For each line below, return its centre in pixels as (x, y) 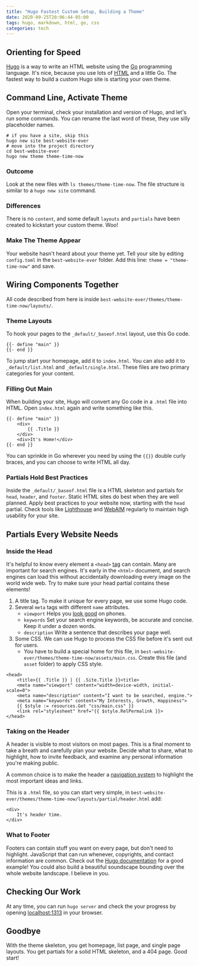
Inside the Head (29, 551)
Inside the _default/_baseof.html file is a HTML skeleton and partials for (95, 490)
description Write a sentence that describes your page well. (97, 632)
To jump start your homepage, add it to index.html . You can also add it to (96, 360)
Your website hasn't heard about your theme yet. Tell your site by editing (95, 254)
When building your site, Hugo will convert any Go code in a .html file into (97, 402)
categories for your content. (40, 373)
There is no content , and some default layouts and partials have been (93, 219)
